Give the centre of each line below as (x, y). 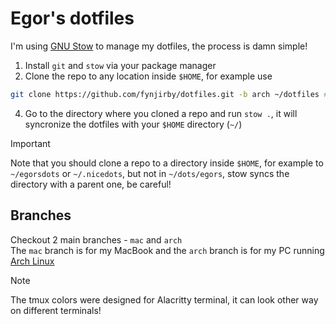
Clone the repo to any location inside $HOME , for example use (148, 76)
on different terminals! (56, 310)
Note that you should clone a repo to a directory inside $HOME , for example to (167, 163)
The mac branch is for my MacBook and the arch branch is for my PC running (167, 250)
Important (30, 143)
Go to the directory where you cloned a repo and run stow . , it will (161, 113)
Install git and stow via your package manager (120, 65)
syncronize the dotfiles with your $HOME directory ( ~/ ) (133, 124)
